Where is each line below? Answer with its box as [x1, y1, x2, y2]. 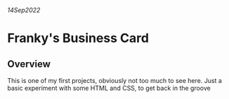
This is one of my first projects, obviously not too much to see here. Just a [7, 77, 223, 84]
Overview [7, 58, 51, 70]
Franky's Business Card [7, 31, 150, 46]
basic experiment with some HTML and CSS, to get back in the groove [7, 84, 211, 92]
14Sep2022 [7, 6, 41, 14]
